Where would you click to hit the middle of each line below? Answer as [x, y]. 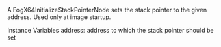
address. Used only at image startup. [59, 17]
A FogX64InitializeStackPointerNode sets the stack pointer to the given [107, 10]
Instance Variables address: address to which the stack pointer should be [110, 30]
